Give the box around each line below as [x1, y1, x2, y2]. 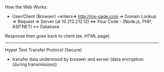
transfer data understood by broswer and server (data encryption [12, 57, 144, 62]
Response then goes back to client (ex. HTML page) [5, 33, 110, 39]
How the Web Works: [5, 4, 48, 10]
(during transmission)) [12, 61, 57, 67]
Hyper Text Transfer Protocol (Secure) [5, 47, 82, 53]
